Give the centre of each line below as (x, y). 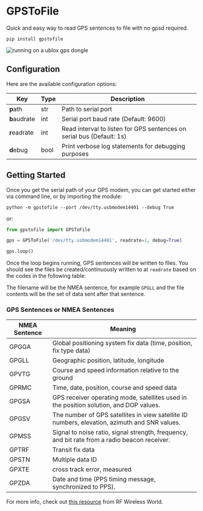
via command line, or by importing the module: (64, 196)
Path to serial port (87, 109)
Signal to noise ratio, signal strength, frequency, (120, 432)
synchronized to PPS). (84, 487)
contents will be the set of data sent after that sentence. (76, 294)
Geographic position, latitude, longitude (108, 360)
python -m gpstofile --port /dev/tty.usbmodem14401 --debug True (90, 207)
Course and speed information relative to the (116, 371)
